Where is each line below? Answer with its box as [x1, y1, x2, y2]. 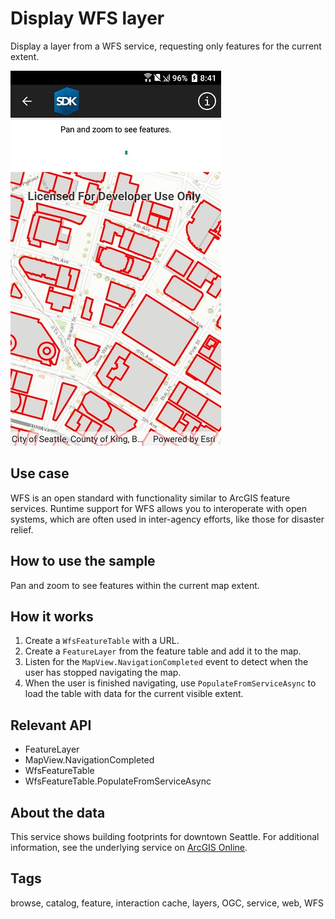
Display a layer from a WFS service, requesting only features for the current [10, 40, 322, 52]
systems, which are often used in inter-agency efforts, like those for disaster [10, 513, 325, 525]
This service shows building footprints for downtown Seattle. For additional [10, 831, 320, 842]
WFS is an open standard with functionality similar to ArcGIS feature [10, 492, 291, 504]
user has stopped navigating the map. [24, 667, 182, 679]
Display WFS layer [10, 7, 165, 30]
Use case [10, 465, 70, 482]
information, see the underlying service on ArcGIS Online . [10, 842, 248, 853]
